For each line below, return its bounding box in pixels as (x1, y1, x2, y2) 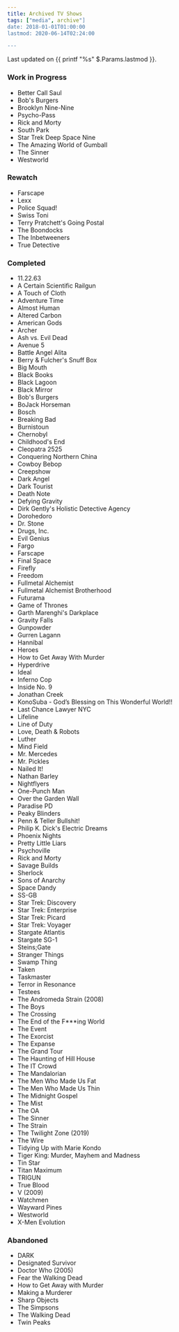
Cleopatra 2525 (17, 445, 63, 453)
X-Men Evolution (17, 1218, 66, 1226)
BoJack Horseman (17, 400, 71, 409)
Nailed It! (17, 765, 44, 773)
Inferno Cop (17, 676, 52, 684)
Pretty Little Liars (17, 839, 66, 847)
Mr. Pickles (17, 757, 49, 766)
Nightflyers (17, 779, 49, 788)
